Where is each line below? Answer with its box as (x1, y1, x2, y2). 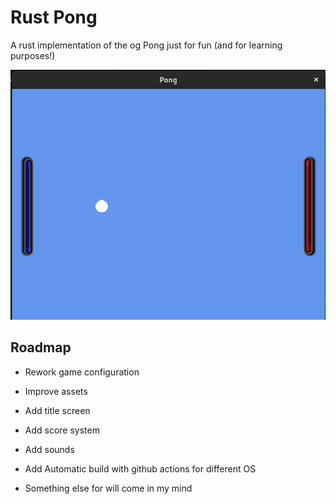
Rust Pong (10, 6, 98, 29)
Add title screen (24, 404, 91, 416)
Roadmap (10, 339, 72, 356)
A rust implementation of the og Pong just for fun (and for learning (10, 39, 283, 51)
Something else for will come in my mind (24, 482, 193, 494)
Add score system (24, 424, 100, 436)
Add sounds (24, 443, 75, 455)
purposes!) (10, 49, 56, 61)
